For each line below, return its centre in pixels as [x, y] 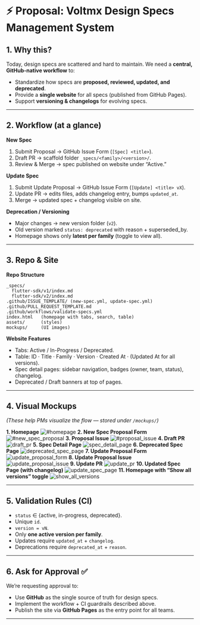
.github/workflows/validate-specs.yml [54, 312]
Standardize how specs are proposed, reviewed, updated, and [92, 82]
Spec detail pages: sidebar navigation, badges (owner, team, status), [99, 369]
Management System [60, 28]
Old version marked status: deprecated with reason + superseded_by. [101, 229]
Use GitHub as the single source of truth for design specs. [87, 598]
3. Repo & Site [32, 260]
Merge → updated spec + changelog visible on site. [78, 200]
